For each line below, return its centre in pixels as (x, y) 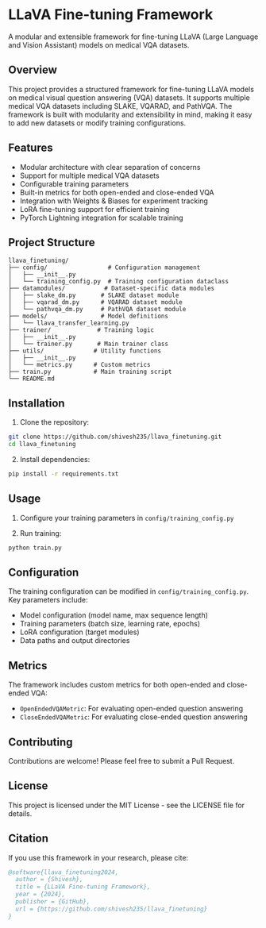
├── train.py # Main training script (90, 372)
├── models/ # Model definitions (89, 316)
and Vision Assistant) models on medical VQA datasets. (99, 44)
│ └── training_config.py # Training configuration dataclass (118, 282)
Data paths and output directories (75, 641)
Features (31, 148)
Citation (29, 839)
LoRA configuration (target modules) (79, 632)
